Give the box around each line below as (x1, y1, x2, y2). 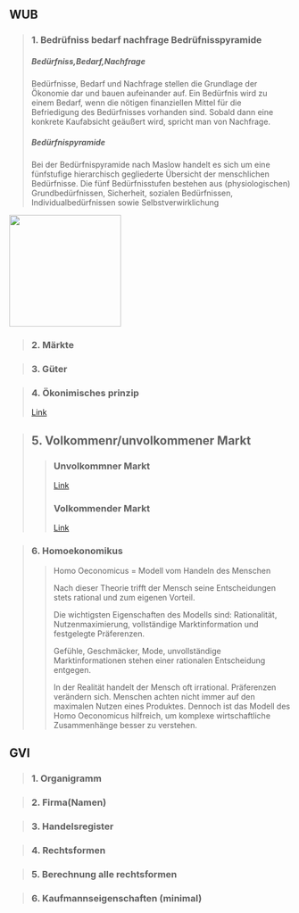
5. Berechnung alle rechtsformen (30, 867, 178, 880)
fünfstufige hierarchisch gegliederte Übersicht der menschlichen (30, 169, 270, 179)
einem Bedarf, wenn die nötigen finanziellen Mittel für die (30, 97, 242, 108)
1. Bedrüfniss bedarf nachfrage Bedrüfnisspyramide (30, 34, 262, 46)
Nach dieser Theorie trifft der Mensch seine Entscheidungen (53, 582, 277, 593)
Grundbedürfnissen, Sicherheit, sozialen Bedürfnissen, (30, 187, 234, 199)
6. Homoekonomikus (30, 544, 123, 557)
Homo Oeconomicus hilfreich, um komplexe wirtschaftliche (53, 710, 270, 721)
